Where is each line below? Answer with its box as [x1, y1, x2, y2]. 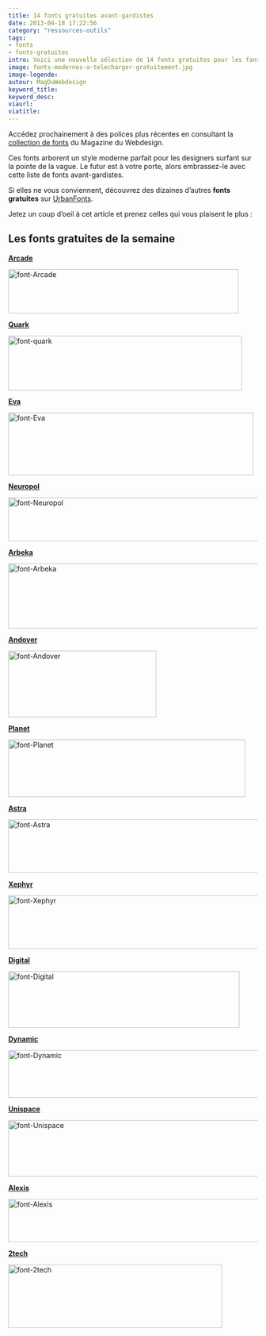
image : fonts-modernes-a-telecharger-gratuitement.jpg [8, 64, 193, 71]
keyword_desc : [8, 93, 55, 101]
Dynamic [8, 1034, 39, 1044]
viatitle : [8, 108, 41, 116]
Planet [8, 723, 30, 733]
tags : [8, 33, 26, 42]
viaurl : [8, 100, 34, 108]
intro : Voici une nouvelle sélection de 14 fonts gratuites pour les [8, 56, 243, 64]
